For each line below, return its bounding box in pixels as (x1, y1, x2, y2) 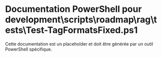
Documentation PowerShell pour (5, 3, 142, 15)
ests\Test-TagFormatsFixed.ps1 (5, 25, 138, 36)
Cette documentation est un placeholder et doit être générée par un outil (5, 41, 154, 47)
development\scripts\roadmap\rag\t (5, 14, 157, 25)
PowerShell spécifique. (5, 46, 52, 52)
